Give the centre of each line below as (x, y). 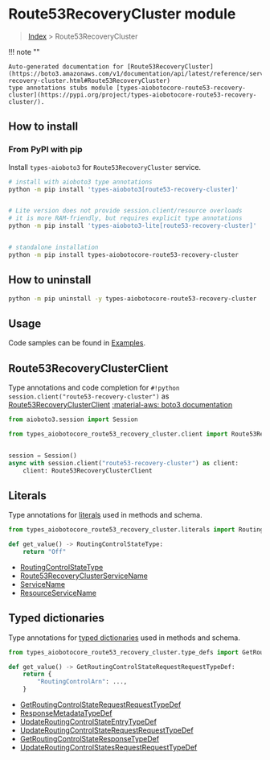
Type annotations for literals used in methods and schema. (105, 515)
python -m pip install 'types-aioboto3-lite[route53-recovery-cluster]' (133, 226)
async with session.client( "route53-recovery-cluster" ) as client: (124, 463)
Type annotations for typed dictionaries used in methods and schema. (125, 638)
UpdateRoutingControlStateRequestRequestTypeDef (107, 730)
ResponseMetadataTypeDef (66, 713)
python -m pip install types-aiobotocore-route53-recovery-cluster (124, 254)
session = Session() (43, 456)
